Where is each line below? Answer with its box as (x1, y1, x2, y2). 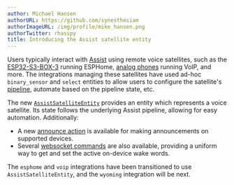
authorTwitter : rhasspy (7, 29, 77, 37)
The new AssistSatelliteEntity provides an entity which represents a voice (7, 98, 227, 107)
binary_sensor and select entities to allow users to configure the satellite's (7, 77, 222, 86)
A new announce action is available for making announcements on (17, 127, 209, 135)
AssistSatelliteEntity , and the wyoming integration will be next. (7, 170, 191, 179)
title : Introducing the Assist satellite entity (7, 36, 152, 43)
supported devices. (17, 134, 73, 143)
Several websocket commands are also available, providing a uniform (17, 142, 218, 150)
